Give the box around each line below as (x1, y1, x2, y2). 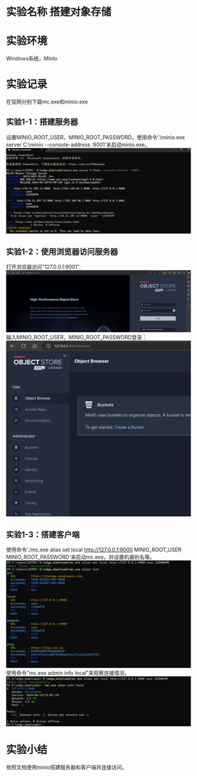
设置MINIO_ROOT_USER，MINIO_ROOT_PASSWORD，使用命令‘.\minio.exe (6, 133, 185, 141)
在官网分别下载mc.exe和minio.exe (6, 98, 88, 106)
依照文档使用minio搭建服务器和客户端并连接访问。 (6, 764, 127, 771)
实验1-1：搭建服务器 (6, 117, 78, 127)
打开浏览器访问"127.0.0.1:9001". (6, 263, 81, 270)
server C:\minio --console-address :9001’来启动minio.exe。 (6, 141, 151, 148)
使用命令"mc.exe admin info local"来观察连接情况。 (6, 669, 130, 676)
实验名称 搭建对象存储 (6, 5, 111, 19)
